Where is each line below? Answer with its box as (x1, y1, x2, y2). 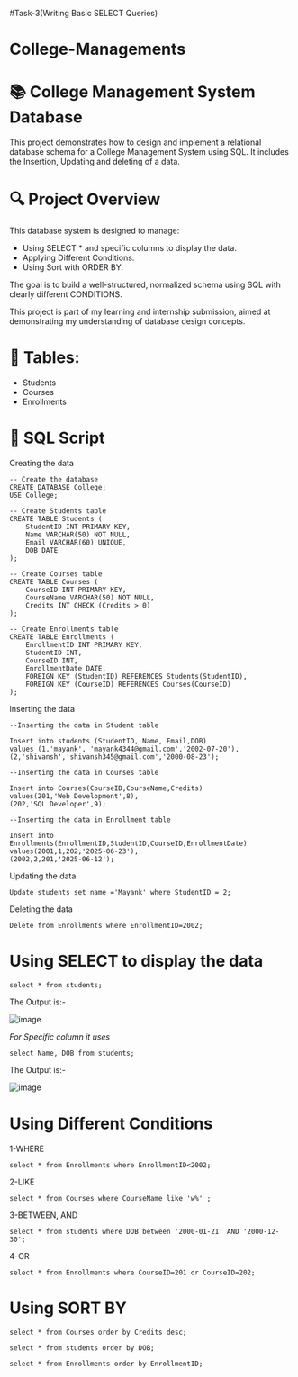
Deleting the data (9, 904, 74, 914)
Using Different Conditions (9, 1113, 213, 1134)
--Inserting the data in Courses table (9, 768, 159, 777)
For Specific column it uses (9, 1030, 111, 1042)
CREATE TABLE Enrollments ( (9, 632, 115, 642)
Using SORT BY (9, 1298, 128, 1318)
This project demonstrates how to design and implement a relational (9, 137, 262, 148)
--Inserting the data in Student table (9, 720, 159, 730)
